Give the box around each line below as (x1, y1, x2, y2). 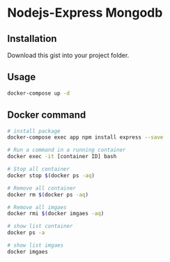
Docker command (7, 109, 86, 121)
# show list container (7, 223, 73, 230)
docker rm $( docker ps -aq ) (7, 191, 89, 198)
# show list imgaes (7, 242, 64, 249)
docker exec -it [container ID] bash (7, 153, 117, 160)
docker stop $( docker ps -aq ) (7, 172, 95, 179)
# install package (7, 128, 61, 134)
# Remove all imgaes (7, 203, 68, 210)
